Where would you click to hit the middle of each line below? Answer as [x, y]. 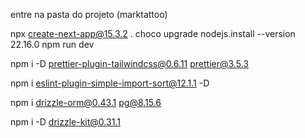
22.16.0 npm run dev [52, 44]
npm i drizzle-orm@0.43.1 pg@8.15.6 [86, 102]
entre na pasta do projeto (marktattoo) [89, 14]
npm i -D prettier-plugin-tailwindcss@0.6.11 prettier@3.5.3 [129, 63]
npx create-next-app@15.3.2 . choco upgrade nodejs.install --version [153, 33]
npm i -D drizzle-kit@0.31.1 [65, 122]
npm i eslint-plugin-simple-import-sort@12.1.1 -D [110, 83]
